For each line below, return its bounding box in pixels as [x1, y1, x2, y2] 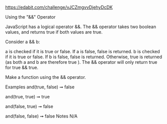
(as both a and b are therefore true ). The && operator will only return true [5, 59, 157, 65]
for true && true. [5, 65, 39, 70]
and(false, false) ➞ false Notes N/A [5, 113, 78, 119]
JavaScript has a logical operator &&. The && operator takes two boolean [5, 24, 156, 30]
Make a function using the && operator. [5, 74, 87, 80]
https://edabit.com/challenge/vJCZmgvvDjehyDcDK [5, 5, 113, 10]
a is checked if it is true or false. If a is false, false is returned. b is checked [5, 49, 160, 54]
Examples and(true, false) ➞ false [5, 84, 74, 90]
